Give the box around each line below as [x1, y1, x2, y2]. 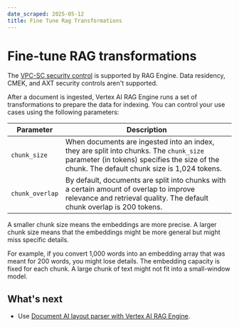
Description [126, 125, 167, 135]
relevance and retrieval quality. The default [65, 193, 208, 203]
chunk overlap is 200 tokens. [65, 202, 163, 212]
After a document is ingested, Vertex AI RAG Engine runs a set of [7, 93, 198, 101]
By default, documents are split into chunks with [65, 176, 226, 186]
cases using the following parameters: [7, 108, 119, 116]
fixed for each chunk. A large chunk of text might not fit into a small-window [7, 265, 230, 273]
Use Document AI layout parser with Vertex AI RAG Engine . [17, 312, 191, 321]
